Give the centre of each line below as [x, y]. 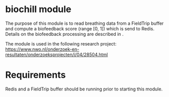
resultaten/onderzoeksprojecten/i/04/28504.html [57, 55]
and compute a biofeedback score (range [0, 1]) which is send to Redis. [80, 28]
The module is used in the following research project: [61, 43]
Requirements [36, 75]
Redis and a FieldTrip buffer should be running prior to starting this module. [84, 89]
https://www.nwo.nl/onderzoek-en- [42, 49]
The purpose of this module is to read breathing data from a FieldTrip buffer [84, 23]
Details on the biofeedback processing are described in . [64, 34]
